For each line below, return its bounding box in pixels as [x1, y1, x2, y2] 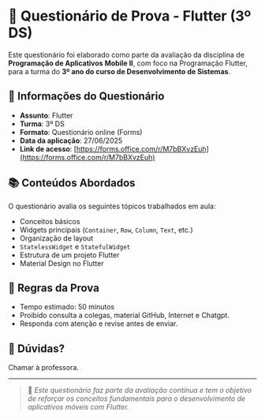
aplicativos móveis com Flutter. [27, 402, 129, 412]
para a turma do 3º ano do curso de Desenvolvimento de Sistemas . [8, 66, 231, 76]
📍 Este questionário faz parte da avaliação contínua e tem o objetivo [27, 386, 252, 395]
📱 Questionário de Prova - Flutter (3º [8, 7, 252, 25]
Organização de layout [19, 233, 94, 243]
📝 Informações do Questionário [8, 90, 165, 103]
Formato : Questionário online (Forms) [19, 127, 143, 137]
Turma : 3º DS [19, 118, 65, 129]
